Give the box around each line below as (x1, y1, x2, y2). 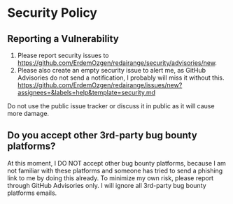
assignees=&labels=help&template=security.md (17, 89, 156, 96)
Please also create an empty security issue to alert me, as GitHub (17, 66, 206, 74)
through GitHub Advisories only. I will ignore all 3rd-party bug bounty (7, 181, 206, 189)
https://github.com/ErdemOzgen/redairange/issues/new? (17, 81, 183, 89)
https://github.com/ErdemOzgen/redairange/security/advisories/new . (17, 59, 217, 67)
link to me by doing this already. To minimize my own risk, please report (7, 173, 214, 182)
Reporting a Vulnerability (7, 33, 119, 45)
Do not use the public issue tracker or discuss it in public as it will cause (7, 102, 215, 110)
